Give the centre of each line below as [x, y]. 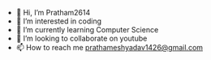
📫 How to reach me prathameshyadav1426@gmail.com [110, 47]
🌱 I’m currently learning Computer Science [87, 30]
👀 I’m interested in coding [59, 21]
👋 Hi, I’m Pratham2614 [53, 13]
